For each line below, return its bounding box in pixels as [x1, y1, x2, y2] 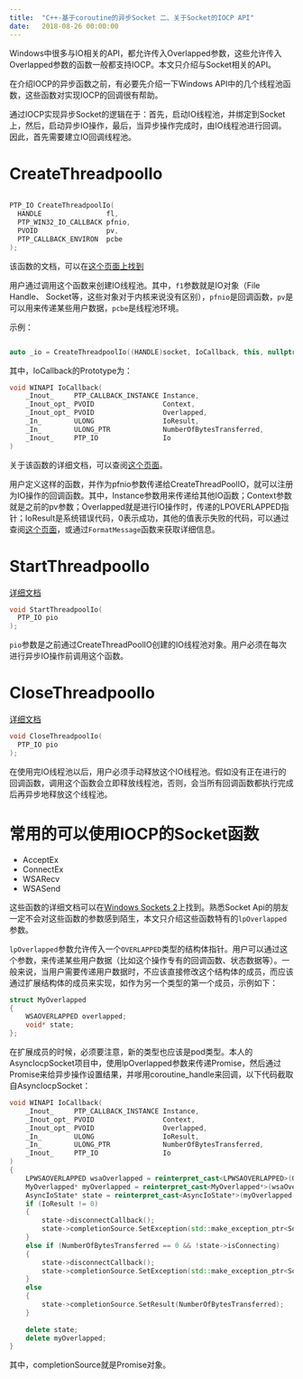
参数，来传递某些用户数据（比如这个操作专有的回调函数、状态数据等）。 [16, 954, 282, 965]
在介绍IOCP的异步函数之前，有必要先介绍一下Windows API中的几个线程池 [9, 78, 283, 89]
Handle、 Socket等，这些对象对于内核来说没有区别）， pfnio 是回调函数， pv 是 [9, 291, 294, 302]
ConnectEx [22, 864, 64, 875]
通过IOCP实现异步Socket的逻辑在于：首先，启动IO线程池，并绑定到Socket [9, 108, 286, 119]
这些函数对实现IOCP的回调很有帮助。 [24, 89, 163, 100]
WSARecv [22, 873, 60, 884]
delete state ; [25, 1325, 78, 1334]
